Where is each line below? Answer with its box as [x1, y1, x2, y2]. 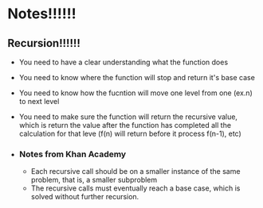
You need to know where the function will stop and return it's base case [18, 73, 256, 82]
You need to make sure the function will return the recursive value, [18, 112, 238, 121]
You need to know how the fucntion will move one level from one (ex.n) [18, 88, 253, 98]
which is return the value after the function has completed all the [18, 121, 232, 129]
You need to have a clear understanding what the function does [18, 57, 229, 67]
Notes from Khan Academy [18, 148, 127, 160]
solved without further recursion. [30, 192, 139, 202]
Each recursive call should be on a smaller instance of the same [30, 167, 241, 176]
